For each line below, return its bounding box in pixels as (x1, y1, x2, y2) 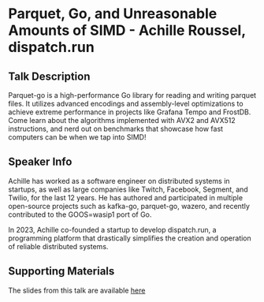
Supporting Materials (8, 265, 115, 278)
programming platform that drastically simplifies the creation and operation (8, 233, 252, 243)
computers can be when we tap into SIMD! (8, 132, 147, 142)
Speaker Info (8, 155, 73, 169)
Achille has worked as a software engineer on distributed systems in (8, 176, 230, 185)
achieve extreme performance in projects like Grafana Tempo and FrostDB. (8, 107, 251, 117)
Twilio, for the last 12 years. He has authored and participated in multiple (8, 192, 243, 202)
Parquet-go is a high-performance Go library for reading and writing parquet (8, 91, 257, 99)
